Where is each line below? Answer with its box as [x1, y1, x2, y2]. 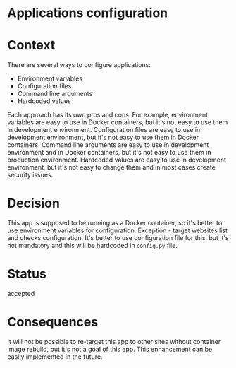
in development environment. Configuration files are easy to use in [7, 126, 201, 134]
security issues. [7, 171, 54, 179]
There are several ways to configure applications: [7, 61, 151, 69]
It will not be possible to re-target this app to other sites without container [7, 337, 221, 345]
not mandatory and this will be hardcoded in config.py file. [7, 242, 178, 250]
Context [7, 37, 56, 54]
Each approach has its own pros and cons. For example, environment [7, 111, 209, 119]
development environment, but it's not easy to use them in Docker [7, 133, 199, 142]
